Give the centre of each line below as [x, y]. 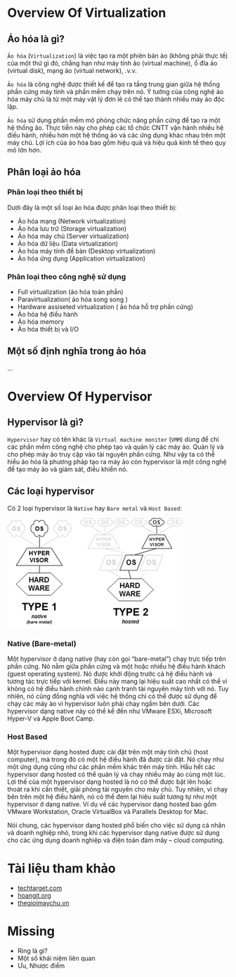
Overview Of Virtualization [87, 13]
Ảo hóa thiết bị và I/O [48, 329]
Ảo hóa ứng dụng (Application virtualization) [81, 258]
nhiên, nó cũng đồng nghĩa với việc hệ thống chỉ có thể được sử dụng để [112, 696]
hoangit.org [34, 896]
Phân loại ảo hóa [44, 172]
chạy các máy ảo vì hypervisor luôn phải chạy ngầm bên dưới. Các [104, 703]
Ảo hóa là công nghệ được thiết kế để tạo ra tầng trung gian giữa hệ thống [113, 84]
